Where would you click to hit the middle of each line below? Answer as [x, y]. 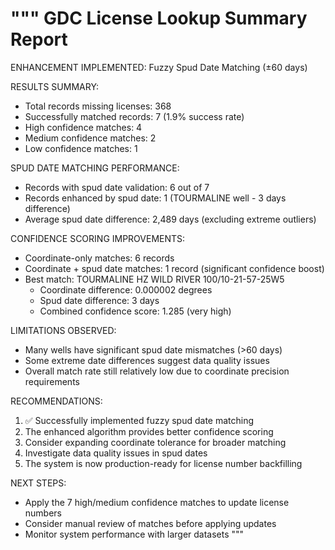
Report [39, 39]
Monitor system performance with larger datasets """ [134, 534]
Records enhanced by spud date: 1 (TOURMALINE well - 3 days [155, 198]
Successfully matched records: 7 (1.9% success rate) [134, 116]
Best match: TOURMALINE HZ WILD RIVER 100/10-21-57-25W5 [154, 279]
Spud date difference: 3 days [99, 300]
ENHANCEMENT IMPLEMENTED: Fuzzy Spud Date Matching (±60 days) [159, 67]
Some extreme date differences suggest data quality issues [147, 360]
